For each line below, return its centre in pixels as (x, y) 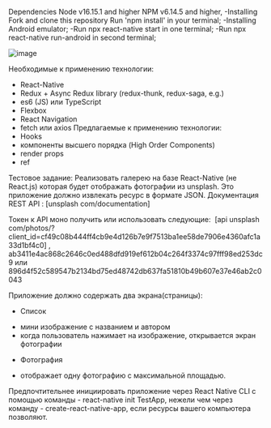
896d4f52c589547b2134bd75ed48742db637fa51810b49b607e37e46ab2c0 (135, 271)
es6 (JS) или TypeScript (61, 102)
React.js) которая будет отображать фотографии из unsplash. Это (121, 186)
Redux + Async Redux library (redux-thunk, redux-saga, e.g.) (122, 93)
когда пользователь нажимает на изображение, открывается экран (138, 335)
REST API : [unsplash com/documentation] (79, 203)
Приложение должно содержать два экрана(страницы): (106, 295)
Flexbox (33, 110)
